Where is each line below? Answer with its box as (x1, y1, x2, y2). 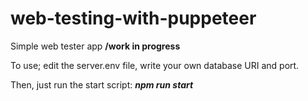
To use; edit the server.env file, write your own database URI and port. (10, 59, 300, 71)
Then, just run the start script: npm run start (10, 78, 194, 91)
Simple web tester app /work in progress (10, 40, 181, 52)
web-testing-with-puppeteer (10, 7, 257, 30)
